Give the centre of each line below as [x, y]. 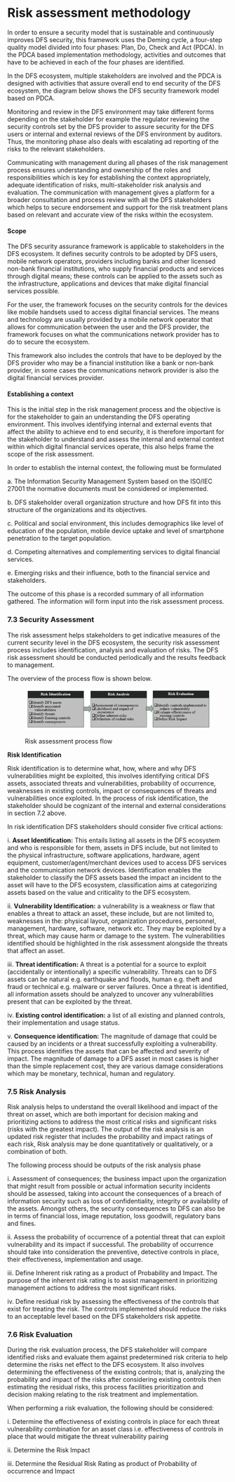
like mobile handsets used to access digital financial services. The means [113, 312]
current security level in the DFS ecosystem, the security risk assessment [114, 642]
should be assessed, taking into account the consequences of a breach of [115, 1193]
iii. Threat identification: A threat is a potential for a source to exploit [107, 964]
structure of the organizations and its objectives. [77, 510]
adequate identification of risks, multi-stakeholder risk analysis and [105, 184]
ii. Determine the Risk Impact [49, 1450]
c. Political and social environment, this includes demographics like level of [115, 523]
